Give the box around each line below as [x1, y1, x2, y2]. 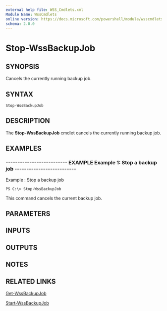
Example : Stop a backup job [5, 177, 64, 183]
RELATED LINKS [5, 277, 56, 286]
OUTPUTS [5, 243, 38, 252]
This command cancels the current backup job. [5, 195, 102, 201]
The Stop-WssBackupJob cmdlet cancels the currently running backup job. [5, 130, 162, 136]
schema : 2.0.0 [5, 21, 35, 26]
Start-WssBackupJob [5, 300, 49, 306]
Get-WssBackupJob [5, 290, 47, 296]
